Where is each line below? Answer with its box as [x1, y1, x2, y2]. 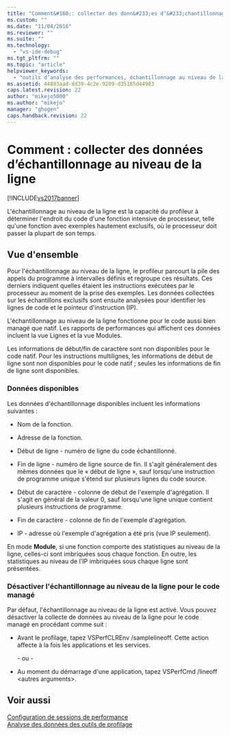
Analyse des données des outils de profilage [7, 720, 133, 728]
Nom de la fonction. [16, 420, 73, 428]
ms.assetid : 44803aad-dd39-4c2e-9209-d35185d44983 [7, 80, 155, 87]
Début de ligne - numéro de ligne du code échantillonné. [16, 446, 177, 455]
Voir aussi [7, 694, 51, 706]
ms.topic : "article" [7, 61, 66, 68]
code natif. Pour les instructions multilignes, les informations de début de [7, 352, 214, 361]
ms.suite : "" [7, 36, 44, 43]
